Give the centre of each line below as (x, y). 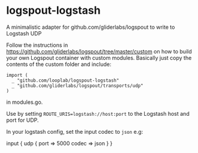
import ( (17, 75)
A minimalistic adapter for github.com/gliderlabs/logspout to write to (91, 27)
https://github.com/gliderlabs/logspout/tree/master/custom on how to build (99, 51)
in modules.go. (25, 102)
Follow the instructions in (37, 45)
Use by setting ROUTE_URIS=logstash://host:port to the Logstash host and (98, 113)
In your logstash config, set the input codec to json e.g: (75, 131)
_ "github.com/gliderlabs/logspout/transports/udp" (78, 85)
